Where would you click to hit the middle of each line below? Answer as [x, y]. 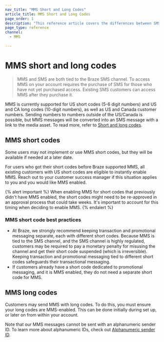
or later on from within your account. [42, 315]
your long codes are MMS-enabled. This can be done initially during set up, [81, 310]
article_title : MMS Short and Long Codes [48, 14]
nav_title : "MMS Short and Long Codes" [46, 10]
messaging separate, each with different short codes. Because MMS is [83, 235]
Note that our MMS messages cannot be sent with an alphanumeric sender [81, 324]
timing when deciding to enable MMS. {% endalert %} [59, 207]
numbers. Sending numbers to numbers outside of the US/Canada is [74, 114]
